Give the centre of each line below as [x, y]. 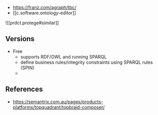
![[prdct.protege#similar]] [32, 23]
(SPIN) [27, 68]
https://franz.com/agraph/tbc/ [45, 7]
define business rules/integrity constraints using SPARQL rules [86, 62]
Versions [20, 39]
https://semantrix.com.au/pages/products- [58, 102]
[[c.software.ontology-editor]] [44, 13]
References [24, 89]
